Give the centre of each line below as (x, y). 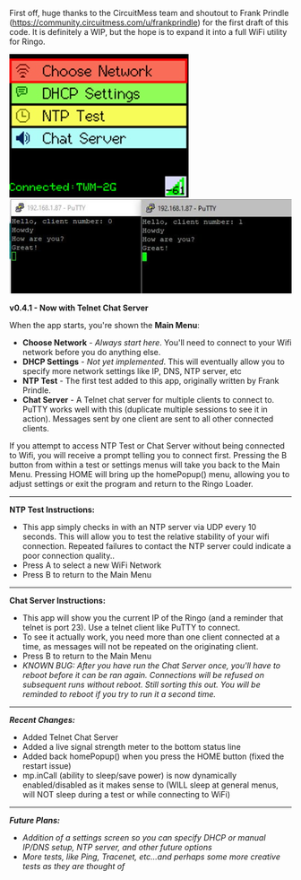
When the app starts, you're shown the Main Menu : (104, 325)
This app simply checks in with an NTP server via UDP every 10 (139, 527)
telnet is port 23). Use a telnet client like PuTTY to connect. (131, 627)
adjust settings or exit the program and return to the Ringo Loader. (131, 484)
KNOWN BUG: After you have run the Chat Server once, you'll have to (151, 666)
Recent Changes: (43, 720)
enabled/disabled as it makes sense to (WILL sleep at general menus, (150, 785)
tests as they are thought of (73, 866)
